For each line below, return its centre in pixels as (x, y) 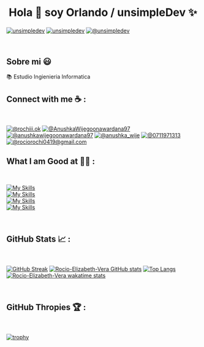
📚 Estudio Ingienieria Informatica (48, 77)
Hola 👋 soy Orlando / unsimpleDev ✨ (103, 13)
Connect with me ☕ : (46, 99)
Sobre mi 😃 (29, 62)
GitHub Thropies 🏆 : (46, 307)
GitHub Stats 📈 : (39, 239)
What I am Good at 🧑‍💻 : (51, 161)
